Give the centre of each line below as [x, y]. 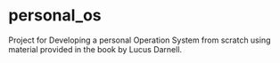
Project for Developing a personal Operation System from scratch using [140, 40]
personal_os [55, 16]
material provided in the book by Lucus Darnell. [95, 49]
